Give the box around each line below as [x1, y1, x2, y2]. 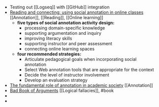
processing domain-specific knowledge [24, 25, 105, 31]
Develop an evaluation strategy [24, 77, 88, 83]
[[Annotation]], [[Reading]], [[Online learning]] [9, 15, 103, 20]
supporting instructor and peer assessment [24, 41, 112, 46]
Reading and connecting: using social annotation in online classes [9, 9, 144, 15]
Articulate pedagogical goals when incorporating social [24, 56, 137, 62]
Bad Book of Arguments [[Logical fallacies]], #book [9, 88, 114, 93]
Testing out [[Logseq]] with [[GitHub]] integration [9, 4, 110, 10]
